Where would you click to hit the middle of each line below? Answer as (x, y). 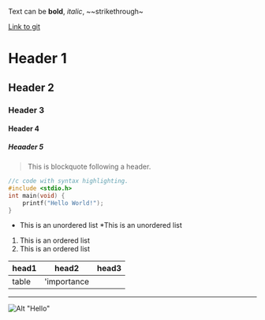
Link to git (24, 26)
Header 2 (32, 87)
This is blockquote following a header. (89, 167)
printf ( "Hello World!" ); (63, 203)
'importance (67, 281)
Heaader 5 (26, 147)
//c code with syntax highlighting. (68, 181)
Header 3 (26, 110)
